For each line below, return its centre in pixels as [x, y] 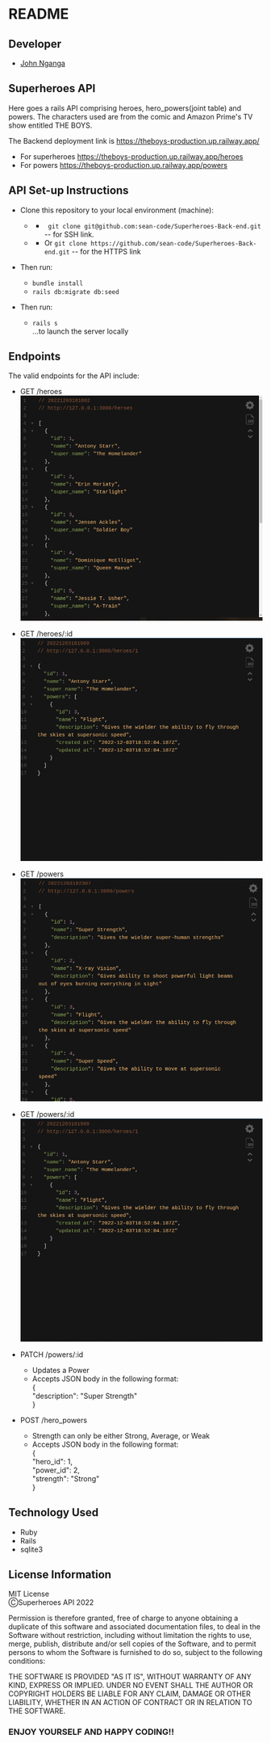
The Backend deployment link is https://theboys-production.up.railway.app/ [134, 141]
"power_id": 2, [56, 1470]
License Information [60, 1575]
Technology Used [54, 1512]
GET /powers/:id [47, 1114]
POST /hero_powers [53, 1420]
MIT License [29, 1594]
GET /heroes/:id [46, 633]
